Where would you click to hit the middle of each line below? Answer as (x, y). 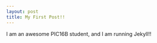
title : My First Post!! (36, 17)
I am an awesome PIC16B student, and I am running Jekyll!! (79, 34)
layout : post (22, 11)
